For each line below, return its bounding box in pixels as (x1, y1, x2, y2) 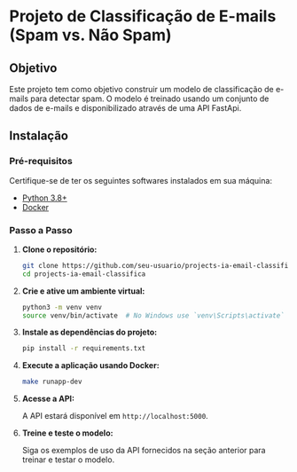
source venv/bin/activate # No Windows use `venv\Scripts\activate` (21, 311, 285, 320)
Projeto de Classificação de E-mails (9, 6, 277, 27)
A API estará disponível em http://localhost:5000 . (21, 411, 208, 421)
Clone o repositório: (21, 244, 98, 255)
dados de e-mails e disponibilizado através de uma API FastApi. (9, 103, 242, 113)
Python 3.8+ (21, 193, 68, 203)
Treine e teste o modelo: (21, 428, 113, 438)
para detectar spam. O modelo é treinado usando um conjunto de (30, 93, 270, 104)
